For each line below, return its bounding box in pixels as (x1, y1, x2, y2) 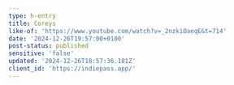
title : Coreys (8, 19, 57, 28)
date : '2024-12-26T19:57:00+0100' (8, 34, 126, 43)
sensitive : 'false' (8, 49, 75, 57)
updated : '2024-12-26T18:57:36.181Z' (8, 57, 136, 66)
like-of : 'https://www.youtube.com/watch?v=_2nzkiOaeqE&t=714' (8, 27, 227, 35)
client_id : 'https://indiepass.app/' (8, 65, 136, 73)
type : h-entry (8, 11, 57, 20)
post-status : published (8, 42, 89, 50)
